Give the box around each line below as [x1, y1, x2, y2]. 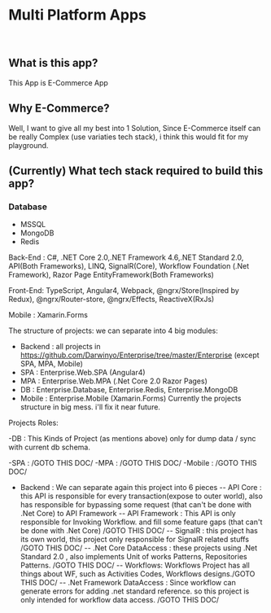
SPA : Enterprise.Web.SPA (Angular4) [20, 368, 146, 378]
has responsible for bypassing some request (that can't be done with [20, 500, 252, 510]
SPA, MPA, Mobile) [20, 359, 84, 369]
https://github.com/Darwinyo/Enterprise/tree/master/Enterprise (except [20, 350, 260, 360]
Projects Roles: [8, 418, 59, 428]
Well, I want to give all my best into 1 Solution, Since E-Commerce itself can [8, 123, 261, 133]
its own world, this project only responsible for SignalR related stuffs [20, 535, 250, 545]
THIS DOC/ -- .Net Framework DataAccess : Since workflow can [20, 578, 236, 588]
